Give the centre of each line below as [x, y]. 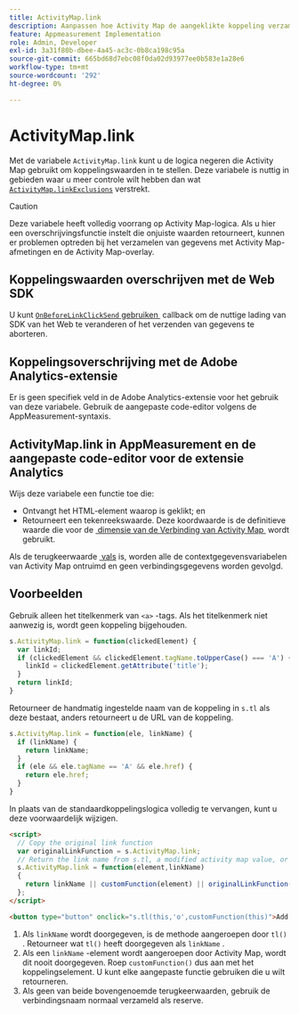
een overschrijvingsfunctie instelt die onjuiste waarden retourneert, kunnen [147, 233]
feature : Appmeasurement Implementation [85, 34]
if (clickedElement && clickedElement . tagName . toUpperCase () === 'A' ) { [155, 658]
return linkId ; [45, 683]
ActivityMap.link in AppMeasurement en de [133, 444]
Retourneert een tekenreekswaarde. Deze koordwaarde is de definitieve [154, 520]
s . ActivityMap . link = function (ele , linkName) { [101, 733]
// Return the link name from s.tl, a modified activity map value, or [153, 859]
